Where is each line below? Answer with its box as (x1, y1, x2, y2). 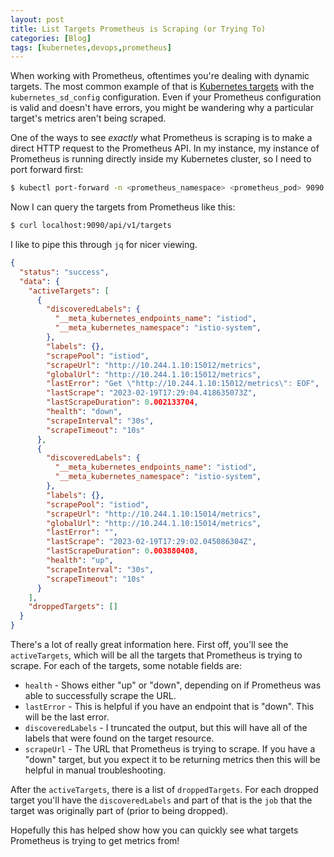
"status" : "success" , (19, 267, 110, 277)
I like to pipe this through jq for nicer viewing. (10, 239, 198, 250)
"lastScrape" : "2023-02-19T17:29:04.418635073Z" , (46, 388, 257, 398)
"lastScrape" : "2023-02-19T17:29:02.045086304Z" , (46, 537, 257, 547)
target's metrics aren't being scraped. (10, 112, 167, 125)
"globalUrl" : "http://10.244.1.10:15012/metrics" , (46, 369, 262, 380)
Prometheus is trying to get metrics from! (10, 835, 180, 846)
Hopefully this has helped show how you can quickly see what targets (10, 824, 299, 836)
